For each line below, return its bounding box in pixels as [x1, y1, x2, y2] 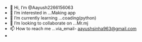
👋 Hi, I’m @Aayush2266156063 [9, 5, 73, 10]
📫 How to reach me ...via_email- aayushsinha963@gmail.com [9, 26, 137, 31]
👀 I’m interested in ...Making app [9, 10, 76, 16]
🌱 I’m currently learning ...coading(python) [9, 15, 96, 21]
